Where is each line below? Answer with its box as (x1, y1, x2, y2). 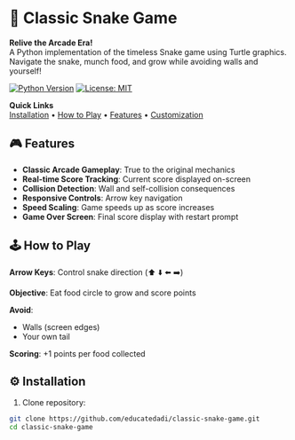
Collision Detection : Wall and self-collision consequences (21, 183, 235, 193)
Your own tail (21, 331, 71, 342)
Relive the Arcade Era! (9, 37, 93, 48)
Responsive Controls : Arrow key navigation (21, 192, 183, 203)
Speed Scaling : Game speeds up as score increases (21, 201, 215, 212)
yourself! (9, 66, 42, 76)
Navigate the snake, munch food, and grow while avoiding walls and (9, 56, 259, 67)
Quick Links (9, 99, 54, 110)
